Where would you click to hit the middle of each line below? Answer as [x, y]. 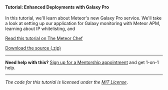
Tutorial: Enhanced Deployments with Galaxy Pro [57, 7]
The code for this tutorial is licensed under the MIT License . [67, 82]
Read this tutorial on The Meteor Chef [44, 38]
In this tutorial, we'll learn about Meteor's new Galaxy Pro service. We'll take [83, 18]
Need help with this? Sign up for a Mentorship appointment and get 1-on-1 [82, 62]
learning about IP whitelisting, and [40, 29]
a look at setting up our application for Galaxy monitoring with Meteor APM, [83, 23]
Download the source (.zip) [33, 48]
